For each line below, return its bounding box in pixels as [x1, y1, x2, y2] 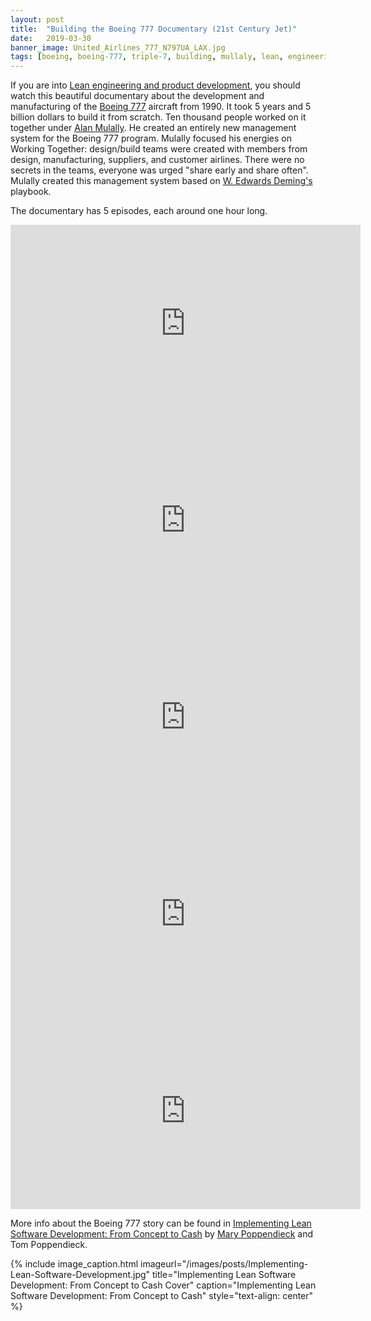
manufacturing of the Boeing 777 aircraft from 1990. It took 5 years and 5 [10, 101, 312, 113]
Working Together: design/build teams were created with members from [10, 143, 308, 155]
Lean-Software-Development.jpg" [10, 1269, 151, 1281]
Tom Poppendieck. [10, 1239, 88, 1251]
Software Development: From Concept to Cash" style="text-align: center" [10, 1290, 314, 1302]
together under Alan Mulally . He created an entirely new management [10, 122, 297, 134]
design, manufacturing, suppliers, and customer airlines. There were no [10, 154, 305, 166]
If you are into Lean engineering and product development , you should [10, 79, 301, 91]
